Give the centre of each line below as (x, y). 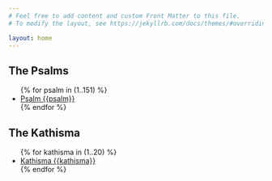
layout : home (30, 38)
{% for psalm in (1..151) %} (64, 90)
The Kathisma (45, 133)
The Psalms (38, 71)
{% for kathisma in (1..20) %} (68, 152)
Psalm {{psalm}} (47, 99)
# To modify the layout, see (57, 23)
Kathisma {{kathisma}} (57, 161)
